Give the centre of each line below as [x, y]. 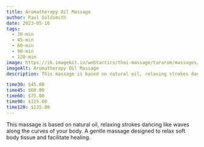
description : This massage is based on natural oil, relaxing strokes [97, 74]
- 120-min [24, 57]
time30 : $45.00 [25, 85]
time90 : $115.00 [27, 102]
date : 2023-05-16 [28, 23]
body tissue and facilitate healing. [49, 137]
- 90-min [23, 51]
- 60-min [23, 46]
